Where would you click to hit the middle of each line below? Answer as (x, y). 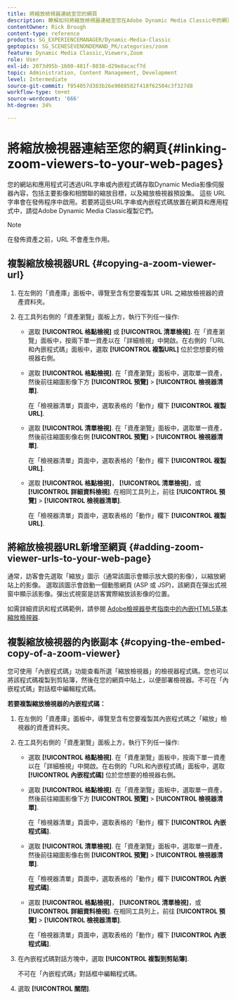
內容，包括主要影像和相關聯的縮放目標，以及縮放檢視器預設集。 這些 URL (119, 193)
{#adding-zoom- (166, 547)
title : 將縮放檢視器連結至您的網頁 (52, 14)
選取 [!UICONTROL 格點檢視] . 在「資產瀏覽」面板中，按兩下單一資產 (127, 758)
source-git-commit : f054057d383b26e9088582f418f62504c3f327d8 (100, 86)
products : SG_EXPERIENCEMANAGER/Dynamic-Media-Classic (89, 40)
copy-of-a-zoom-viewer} (64, 653)
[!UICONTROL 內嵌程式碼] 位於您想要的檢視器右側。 (104, 775)
